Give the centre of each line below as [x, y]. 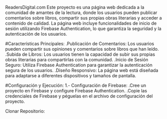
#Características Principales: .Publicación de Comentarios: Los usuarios [80, 44]
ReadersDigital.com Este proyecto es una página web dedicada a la [75, 7]
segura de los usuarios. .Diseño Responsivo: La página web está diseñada [82, 70]
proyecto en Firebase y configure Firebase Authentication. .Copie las [76, 91]
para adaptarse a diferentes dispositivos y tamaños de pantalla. [71, 76]
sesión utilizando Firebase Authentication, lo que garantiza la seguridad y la [83, 29]
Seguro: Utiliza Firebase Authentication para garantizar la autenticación [79, 65]
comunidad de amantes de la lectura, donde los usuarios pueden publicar [81, 13]
